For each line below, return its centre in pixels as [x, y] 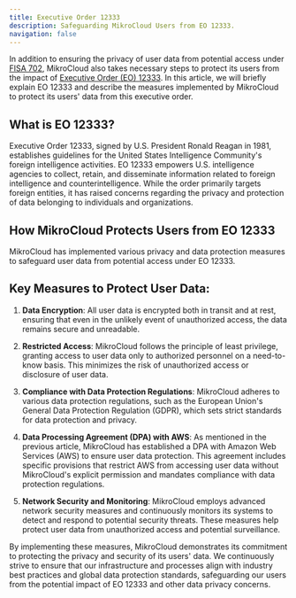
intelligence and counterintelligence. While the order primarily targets [135, 183]
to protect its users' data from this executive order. [101, 97]
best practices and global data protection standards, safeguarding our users [148, 575]
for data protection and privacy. [79, 419]
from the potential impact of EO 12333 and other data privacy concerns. [140, 584]
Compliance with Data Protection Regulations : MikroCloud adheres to [151, 392]
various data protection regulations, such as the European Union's [142, 400]
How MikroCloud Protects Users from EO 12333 [142, 230]
